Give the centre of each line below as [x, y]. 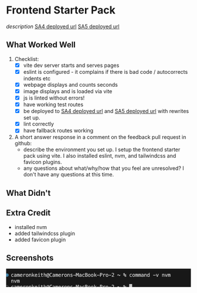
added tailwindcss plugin [45, 233]
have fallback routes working [58, 131]
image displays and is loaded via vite [68, 91]
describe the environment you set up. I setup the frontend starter [102, 149]
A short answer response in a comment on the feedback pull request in [100, 137]
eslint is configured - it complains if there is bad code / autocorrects [106, 71]
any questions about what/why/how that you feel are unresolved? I [104, 168]
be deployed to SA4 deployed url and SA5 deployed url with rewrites [106, 111]
